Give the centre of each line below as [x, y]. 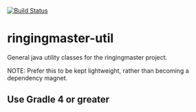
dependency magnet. [37, 78]
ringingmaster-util [61, 38]
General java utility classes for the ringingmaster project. [87, 57]
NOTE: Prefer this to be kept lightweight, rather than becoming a [98, 70]
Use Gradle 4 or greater [58, 100]
